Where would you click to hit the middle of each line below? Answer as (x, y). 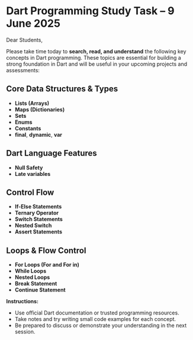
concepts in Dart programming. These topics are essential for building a (94, 57)
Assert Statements (38, 232)
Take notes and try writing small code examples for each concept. (95, 319)
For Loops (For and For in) (47, 265)
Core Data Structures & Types (62, 89)
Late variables (33, 174)
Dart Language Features (52, 153)
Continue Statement (40, 290)
